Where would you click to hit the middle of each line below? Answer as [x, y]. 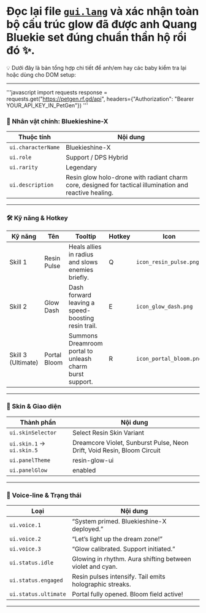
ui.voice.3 [25, 549]
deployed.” [88, 529]
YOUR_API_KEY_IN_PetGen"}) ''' [47, 105]
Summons [83, 336]
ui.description [32, 185]
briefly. [78, 277]
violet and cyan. [95, 567]
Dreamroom [86, 343]
